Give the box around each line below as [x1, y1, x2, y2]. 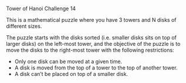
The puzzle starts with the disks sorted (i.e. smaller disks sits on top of [6, 34, 177, 41]
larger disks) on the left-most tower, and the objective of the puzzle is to [6, 41, 181, 47]
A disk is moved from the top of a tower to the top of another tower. [14, 64, 178, 71]
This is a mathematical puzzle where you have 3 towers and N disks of [6, 16, 177, 23]
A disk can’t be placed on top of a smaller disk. [14, 71, 128, 77]
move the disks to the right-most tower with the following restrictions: [6, 47, 174, 54]
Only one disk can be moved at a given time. [14, 58, 122, 65]
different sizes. [6, 23, 42, 29]
